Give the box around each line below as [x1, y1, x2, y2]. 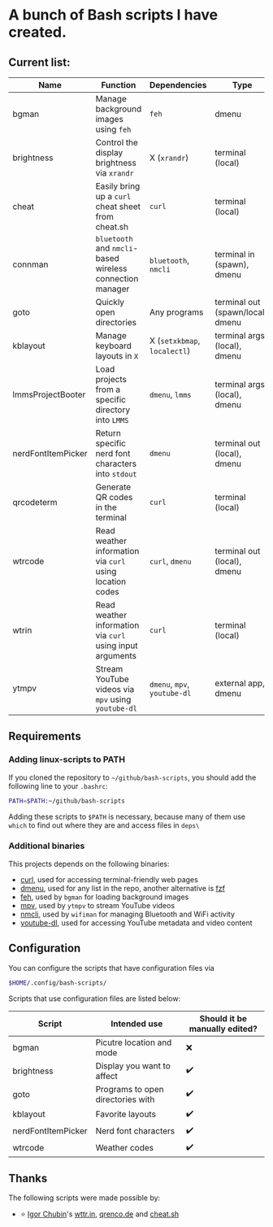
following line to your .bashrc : [8, 781, 108, 790]
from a [95, 384, 120, 395]
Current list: [8, 55, 71, 69]
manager [95, 283, 130, 294]
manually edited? [188, 1023, 258, 1034]
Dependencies [149, 80, 207, 90]
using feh [95, 124, 132, 135]
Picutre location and [95, 1037, 172, 1048]
